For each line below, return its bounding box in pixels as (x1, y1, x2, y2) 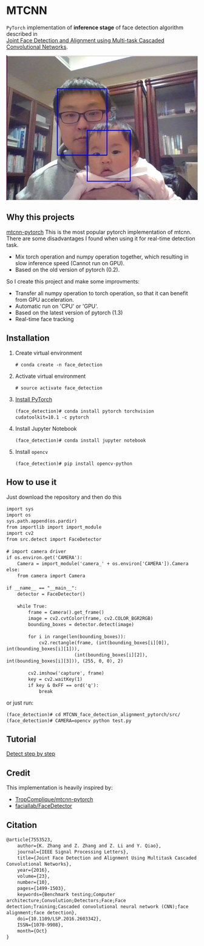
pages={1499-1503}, (17, 885, 67, 891)
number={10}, (17, 879, 50, 885)
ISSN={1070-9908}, (17, 922, 64, 928)
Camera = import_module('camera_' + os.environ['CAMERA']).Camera (17, 560, 189, 566)
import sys (6, 506, 34, 512)
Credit (6, 768, 30, 778)
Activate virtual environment (15, 372, 86, 380)
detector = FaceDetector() (17, 591, 86, 597)
